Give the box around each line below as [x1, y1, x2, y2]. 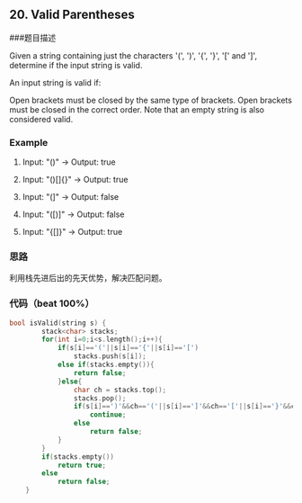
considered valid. [9, 113, 74, 124]
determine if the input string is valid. [9, 59, 143, 70]
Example [9, 136, 49, 148]
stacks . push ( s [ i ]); [73, 352, 147, 361]
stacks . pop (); [73, 393, 127, 403]
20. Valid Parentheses [9, 7, 135, 22]
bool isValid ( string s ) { [9, 319, 106, 328]
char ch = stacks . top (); [73, 385, 167, 394]
